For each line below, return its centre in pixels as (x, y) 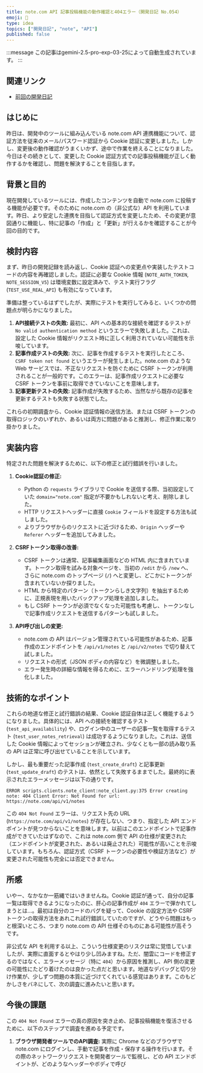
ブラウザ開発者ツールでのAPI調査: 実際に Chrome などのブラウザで (99, 1041)
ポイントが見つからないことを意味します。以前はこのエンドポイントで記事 (99, 828)
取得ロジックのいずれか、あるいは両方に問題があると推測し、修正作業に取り (101, 419)
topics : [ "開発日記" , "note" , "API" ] (52, 29)
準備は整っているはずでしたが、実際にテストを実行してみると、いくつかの (99, 303)
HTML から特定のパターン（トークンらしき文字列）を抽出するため (106, 590)
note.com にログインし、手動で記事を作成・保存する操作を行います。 (101, 1049)
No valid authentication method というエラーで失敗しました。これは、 (104, 331)
